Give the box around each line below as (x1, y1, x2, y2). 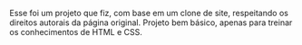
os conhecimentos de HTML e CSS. (9, 27, 143, 37)
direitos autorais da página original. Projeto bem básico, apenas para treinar (9, 17, 293, 28)
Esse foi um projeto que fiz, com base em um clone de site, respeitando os (9, 8, 288, 18)
